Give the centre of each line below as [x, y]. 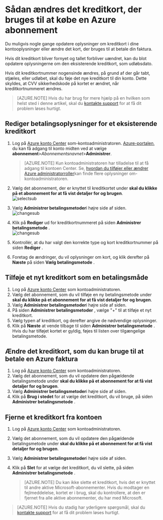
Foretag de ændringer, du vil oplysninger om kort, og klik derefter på [81, 257]
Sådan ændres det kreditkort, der [73, 10]
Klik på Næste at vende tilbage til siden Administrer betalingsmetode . [83, 326]
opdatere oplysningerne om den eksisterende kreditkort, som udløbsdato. [79, 63]
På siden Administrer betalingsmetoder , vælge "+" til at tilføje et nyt [82, 310]
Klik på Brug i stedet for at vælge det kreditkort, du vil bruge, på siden [82, 396]
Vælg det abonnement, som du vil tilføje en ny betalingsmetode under [82, 294]
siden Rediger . [27, 248]
